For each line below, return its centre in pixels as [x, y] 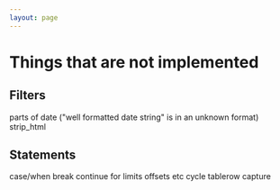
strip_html [28, 126]
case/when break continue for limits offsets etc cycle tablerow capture [140, 176]
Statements [43, 155]
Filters [28, 95]
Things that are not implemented [134, 62]
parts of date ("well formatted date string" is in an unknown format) [134, 117]
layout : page [34, 18]
